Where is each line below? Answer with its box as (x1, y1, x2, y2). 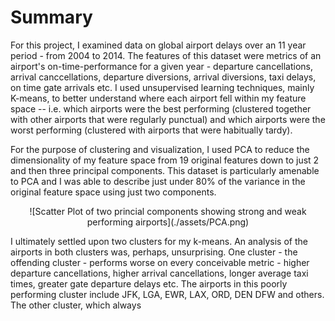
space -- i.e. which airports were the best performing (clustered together (10, 102, 312, 115)
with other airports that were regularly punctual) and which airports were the (10, 113, 326, 125)
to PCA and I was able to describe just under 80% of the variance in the (10, 175, 306, 187)
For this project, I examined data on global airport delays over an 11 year (10, 39, 307, 51)
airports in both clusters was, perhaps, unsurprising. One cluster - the (10, 246, 298, 258)
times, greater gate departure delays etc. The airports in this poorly (10, 277, 288, 290)
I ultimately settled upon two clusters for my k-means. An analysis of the (10, 235, 308, 247)
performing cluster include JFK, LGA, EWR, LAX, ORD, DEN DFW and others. (10, 288, 325, 300)
